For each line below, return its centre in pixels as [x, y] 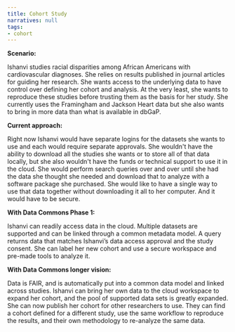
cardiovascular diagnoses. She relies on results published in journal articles [116, 75]
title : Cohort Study [38, 14]
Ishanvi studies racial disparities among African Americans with [99, 67]
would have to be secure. [44, 199]
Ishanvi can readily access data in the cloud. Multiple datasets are [102, 226]
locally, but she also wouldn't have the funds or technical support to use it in [117, 162]
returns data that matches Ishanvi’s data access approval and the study [110, 241]
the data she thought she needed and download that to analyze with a [108, 177]
